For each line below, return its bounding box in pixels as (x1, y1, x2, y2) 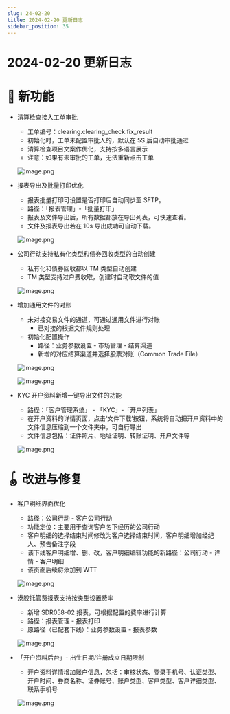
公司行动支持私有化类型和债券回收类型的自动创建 (16, 249, 156, 258)
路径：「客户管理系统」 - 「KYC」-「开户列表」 (27, 405, 161, 413)
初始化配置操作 (27, 332, 70, 340)
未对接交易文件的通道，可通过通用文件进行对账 (27, 315, 160, 323)
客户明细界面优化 (16, 499, 66, 508)
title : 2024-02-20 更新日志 (7, 17, 84, 23)
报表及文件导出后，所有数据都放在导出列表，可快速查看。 (27, 213, 190, 221)
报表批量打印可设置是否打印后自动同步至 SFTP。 (27, 195, 165, 204)
